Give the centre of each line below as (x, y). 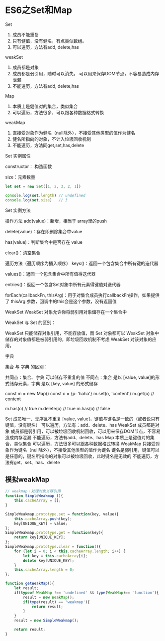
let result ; (26, 588)
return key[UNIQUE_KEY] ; (40, 537)
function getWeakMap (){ (30, 584)
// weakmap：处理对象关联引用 (33, 491)
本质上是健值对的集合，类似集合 (45, 106)
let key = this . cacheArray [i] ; (55, 556)
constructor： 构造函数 (29, 166)
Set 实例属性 (18, 156)
